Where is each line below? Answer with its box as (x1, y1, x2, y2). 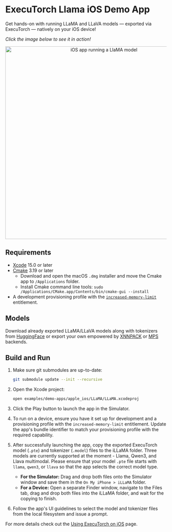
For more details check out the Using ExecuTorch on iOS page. (5, 521, 138, 527)
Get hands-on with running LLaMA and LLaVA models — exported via (5, 21, 152, 27)
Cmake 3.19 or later (12, 267, 54, 273)
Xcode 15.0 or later (12, 262, 53, 268)
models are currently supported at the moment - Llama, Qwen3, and (12, 453, 157, 459)
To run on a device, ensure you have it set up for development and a (12, 415, 157, 422)
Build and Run (5, 353, 50, 362)
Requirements (5, 248, 51, 257)
